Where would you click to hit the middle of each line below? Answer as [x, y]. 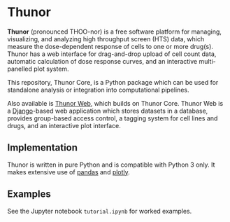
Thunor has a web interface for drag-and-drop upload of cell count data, [112, 54]
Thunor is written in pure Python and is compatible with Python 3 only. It [111, 165]
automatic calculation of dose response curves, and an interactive [102, 61]
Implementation [43, 148]
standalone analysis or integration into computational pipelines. [98, 90]
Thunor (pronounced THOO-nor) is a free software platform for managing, [115, 32]
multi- [207, 61]
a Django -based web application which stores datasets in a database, [108, 111]
